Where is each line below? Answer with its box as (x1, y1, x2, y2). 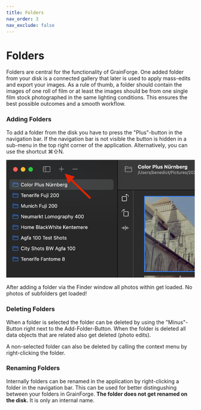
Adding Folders (6, 115, 52, 124)
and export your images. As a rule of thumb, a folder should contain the (6, 81, 182, 88)
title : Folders (6, 10, 44, 16)
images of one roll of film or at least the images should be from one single (6, 87, 188, 95)
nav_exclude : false (6, 22, 55, 28)
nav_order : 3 (6, 16, 39, 22)
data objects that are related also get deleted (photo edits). (6, 331, 151, 338)
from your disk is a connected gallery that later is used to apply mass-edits (6, 75, 191, 82)
